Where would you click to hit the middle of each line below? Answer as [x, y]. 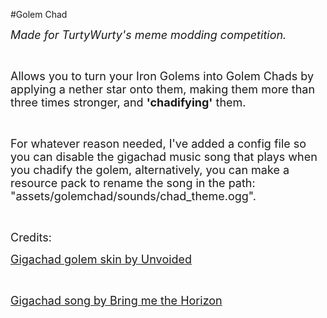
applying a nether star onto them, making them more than [163, 89]
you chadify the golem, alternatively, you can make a [150, 170]
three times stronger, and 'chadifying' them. [128, 102]
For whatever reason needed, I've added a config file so [158, 144]
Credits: [31, 237]
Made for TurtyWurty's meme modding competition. [148, 35]
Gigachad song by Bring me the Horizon [116, 301]
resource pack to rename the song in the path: [133, 183]
